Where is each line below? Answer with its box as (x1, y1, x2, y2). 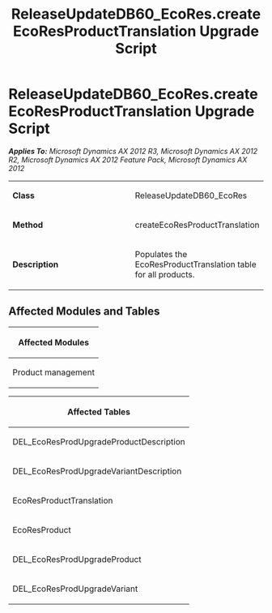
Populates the (134, 248, 188, 259)
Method (12, 219, 44, 230)
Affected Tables (67, 406, 131, 418)
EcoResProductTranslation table (134, 259, 257, 270)
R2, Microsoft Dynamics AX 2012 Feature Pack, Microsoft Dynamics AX (8, 155, 248, 165)
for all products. (134, 268, 195, 280)
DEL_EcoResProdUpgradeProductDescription (12, 435, 185, 447)
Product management (12, 367, 96, 378)
